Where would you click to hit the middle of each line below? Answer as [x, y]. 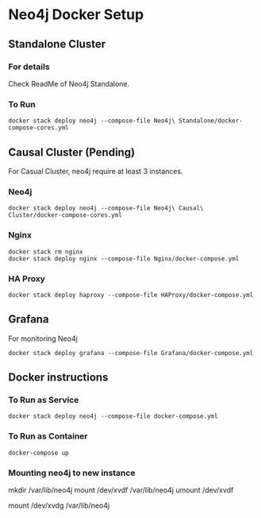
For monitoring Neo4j [43, 338]
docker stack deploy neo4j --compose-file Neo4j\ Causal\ [106, 208]
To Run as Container [48, 436]
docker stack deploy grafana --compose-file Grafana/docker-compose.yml [131, 353]
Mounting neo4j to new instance [72, 473]
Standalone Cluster [57, 44]
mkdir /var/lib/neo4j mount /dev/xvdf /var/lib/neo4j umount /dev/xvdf [121, 489]
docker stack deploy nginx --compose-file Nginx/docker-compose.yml [124, 259]
